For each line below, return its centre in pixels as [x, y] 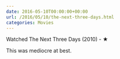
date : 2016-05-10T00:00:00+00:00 [47, 12]
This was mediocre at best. [39, 51]
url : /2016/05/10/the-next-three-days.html [60, 17]
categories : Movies [30, 22]
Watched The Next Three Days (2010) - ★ [57, 40]
